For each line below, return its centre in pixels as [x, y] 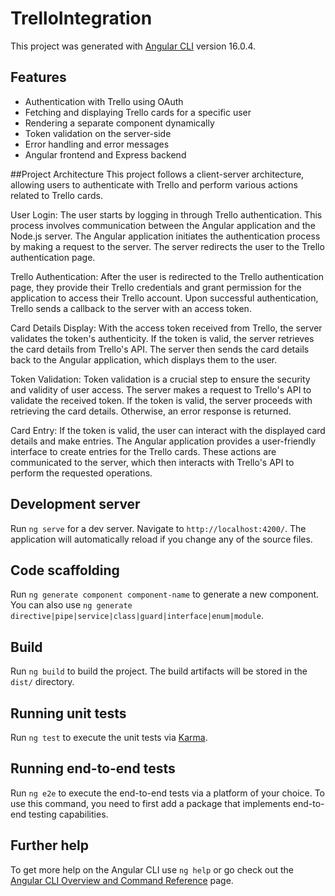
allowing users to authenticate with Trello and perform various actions [154, 184]
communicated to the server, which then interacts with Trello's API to [152, 462]
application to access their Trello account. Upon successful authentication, [164, 298]
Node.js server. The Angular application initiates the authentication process [165, 236]
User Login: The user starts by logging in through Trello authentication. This [166, 214]
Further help [50, 845]
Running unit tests [68, 713]
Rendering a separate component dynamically [119, 123]
